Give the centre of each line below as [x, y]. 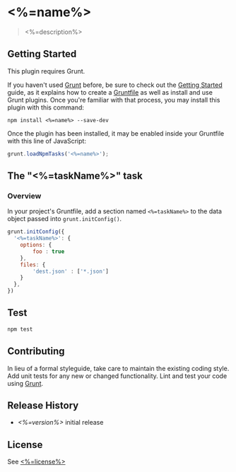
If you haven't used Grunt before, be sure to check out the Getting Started [115, 85]
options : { [36, 245]
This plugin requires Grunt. [46, 71]
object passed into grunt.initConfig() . [65, 219]
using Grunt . [25, 383]
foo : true [49, 252]
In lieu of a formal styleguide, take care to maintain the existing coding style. [118, 368]
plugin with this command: [46, 107]
